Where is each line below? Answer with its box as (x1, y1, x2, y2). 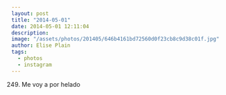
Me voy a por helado (21, 80, 80, 88)
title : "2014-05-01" (11, 17, 71, 23)
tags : (11, 49, 27, 56)
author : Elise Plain (11, 42, 71, 49)
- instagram (17, 61, 53, 68)
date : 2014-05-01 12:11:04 (11, 23, 89, 30)
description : (11, 29, 49, 36)
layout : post (11, 10, 49, 17)
